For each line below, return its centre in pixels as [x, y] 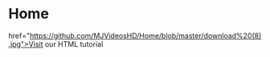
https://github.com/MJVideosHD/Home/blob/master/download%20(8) [145, 36]
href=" [19, 36]
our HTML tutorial [74, 44]
